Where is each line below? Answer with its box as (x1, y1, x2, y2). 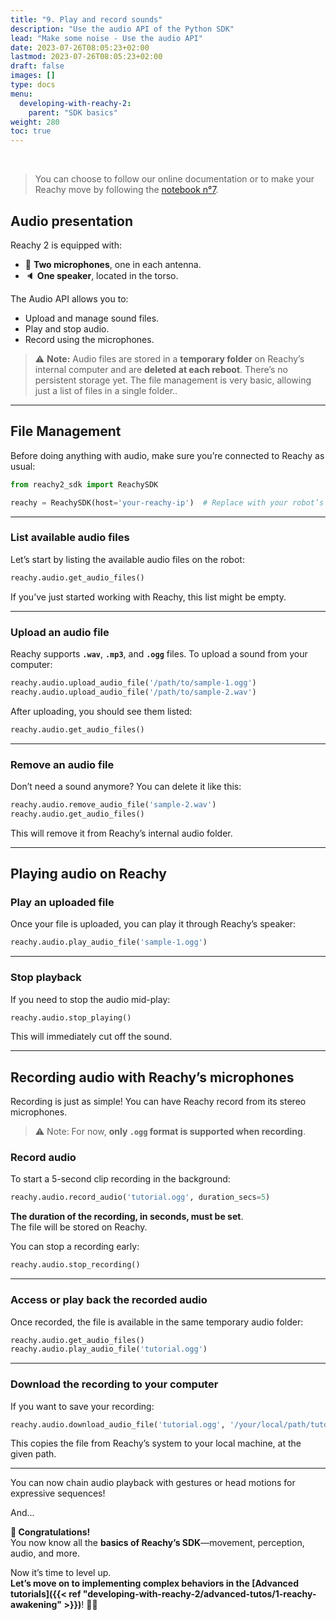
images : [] (10, 71, 56, 81)
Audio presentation (10, 212, 133, 230)
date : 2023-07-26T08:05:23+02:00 (10, 42, 150, 53)
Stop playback (10, 971, 82, 985)
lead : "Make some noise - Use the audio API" (10, 33, 203, 43)
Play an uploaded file (10, 895, 115, 909)
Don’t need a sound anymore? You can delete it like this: (10, 780, 242, 792)
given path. (10, 1448, 57, 1460)
